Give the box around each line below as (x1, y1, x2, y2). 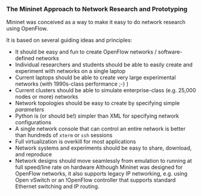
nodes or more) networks (14, 93, 78, 101)
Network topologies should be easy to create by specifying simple (14, 100, 180, 107)
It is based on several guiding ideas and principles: (6, 37, 133, 44)
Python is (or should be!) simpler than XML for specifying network (14, 112, 180, 119)
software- (157, 48, 183, 55)
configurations (14, 119, 52, 126)
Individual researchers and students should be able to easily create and (14, 61, 193, 68)
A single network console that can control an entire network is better (14, 125, 186, 133)
